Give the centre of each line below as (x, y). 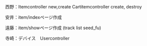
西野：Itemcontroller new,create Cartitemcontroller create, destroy (73, 7)
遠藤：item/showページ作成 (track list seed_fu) (53, 28)
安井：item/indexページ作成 (33, 17)
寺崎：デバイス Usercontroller (37, 38)
